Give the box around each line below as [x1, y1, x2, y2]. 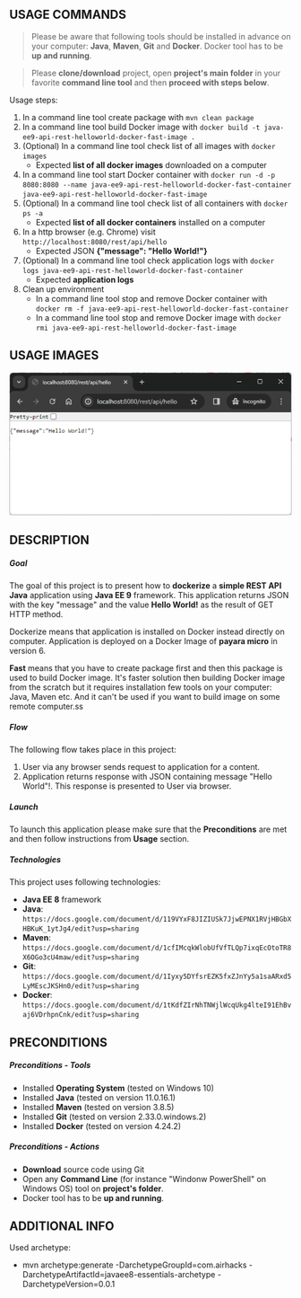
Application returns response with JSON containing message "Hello [21, 772, 273, 782]
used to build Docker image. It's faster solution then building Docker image [9, 673, 285, 684]
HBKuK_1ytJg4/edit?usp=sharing [21, 924, 140, 933]
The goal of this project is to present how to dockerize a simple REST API [9, 580, 282, 591]
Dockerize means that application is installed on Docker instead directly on [9, 626, 285, 637]
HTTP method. [9, 609, 64, 620]
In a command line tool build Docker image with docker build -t [21, 121, 261, 132]
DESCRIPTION [9, 533, 90, 548]
